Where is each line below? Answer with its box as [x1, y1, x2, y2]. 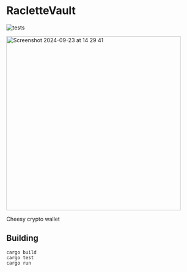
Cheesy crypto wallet [6, 215, 60, 222]
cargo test [6, 254, 34, 260]
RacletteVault [6, 4, 76, 18]
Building [6, 233, 38, 243]
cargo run [6, 260, 32, 266]
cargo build [6, 249, 37, 255]
